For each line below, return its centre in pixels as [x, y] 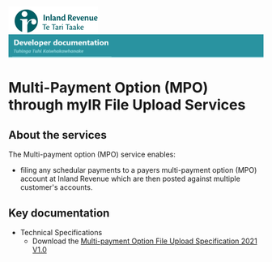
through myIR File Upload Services [127, 105]
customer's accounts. [56, 187]
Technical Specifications [61, 233]
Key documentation [59, 213]
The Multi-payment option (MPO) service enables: [92, 155]
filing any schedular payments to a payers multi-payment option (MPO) [138, 170]
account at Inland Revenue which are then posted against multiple [130, 179]
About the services [57, 135]
